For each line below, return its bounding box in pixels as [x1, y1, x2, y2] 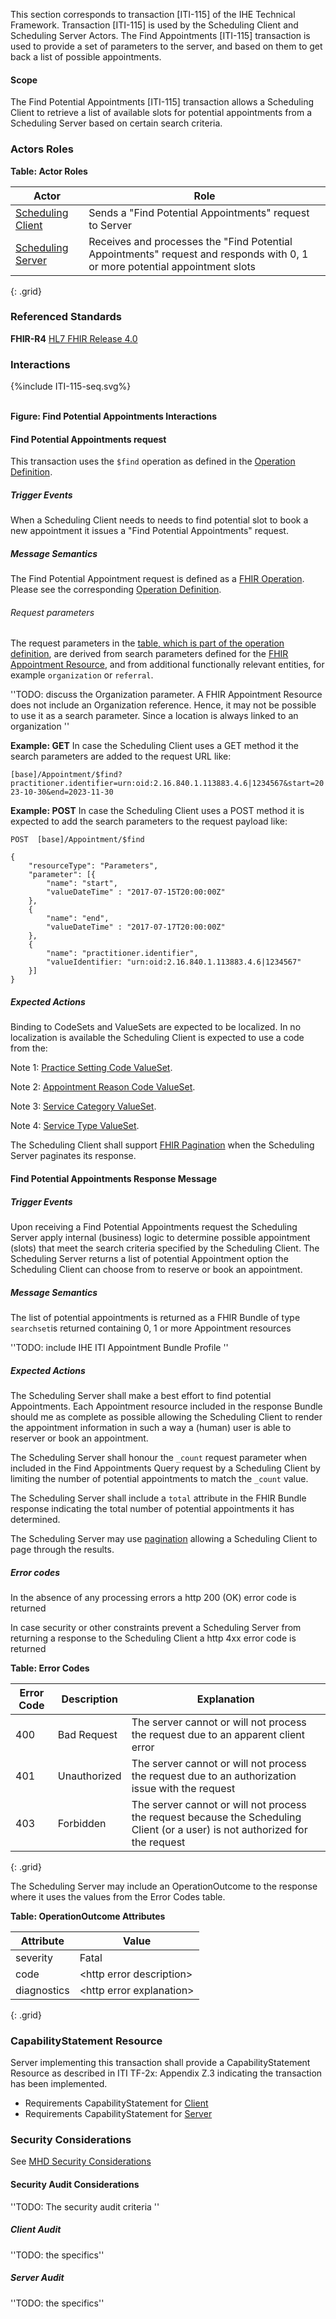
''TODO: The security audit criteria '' [10, 2200, 160, 2213]
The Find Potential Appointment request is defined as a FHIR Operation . [10, 573, 305, 585]
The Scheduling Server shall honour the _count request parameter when [10, 1451, 308, 1463]
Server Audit [10, 2272, 65, 2284]
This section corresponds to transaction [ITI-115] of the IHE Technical [10, 9, 296, 20]
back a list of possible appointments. [10, 51, 162, 63]
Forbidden [57, 1816, 107, 1830]
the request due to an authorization [131, 1769, 297, 1783]
